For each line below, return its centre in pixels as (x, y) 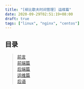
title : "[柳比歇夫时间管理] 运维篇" (38, 10)
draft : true (17, 19)
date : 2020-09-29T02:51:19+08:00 (39, 14)
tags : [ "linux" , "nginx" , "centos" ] (42, 23)
